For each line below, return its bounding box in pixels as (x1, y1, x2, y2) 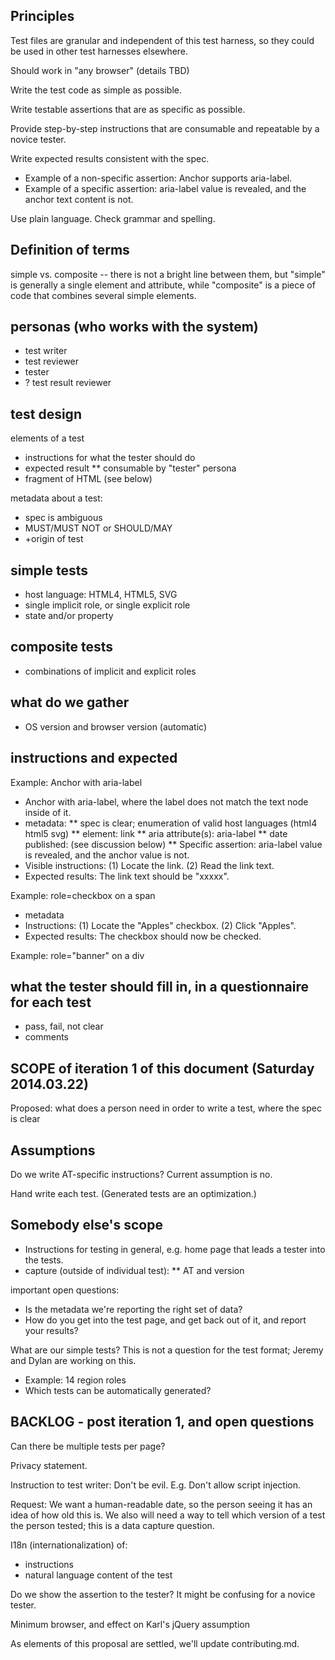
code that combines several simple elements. (10, 289, 197, 301)
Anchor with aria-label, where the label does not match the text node (24, 795, 309, 808)
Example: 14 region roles (24, 1374, 127, 1386)
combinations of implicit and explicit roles (24, 665, 197, 677)
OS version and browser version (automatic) (24, 720, 207, 733)
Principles (10, 8, 75, 25)
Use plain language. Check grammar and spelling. (10, 212, 216, 224)
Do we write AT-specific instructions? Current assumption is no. (10, 1168, 273, 1180)
